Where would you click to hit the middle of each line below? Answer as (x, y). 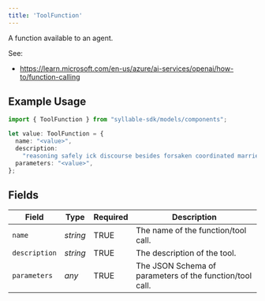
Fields (24, 195)
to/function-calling (50, 76)
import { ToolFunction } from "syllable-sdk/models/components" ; (118, 120)
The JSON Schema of (176, 266)
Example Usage (47, 102)
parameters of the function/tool (194, 276)
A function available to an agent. (61, 38)
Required (111, 217)
